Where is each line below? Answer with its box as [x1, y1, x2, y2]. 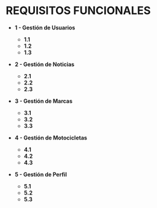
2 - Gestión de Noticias [14, 61, 75, 68]
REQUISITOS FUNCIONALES [6, 4, 151, 18]
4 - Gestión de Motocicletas [14, 134, 87, 141]
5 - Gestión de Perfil [14, 171, 67, 178]
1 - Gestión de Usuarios [14, 24, 75, 31]
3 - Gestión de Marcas [14, 97, 73, 105]
